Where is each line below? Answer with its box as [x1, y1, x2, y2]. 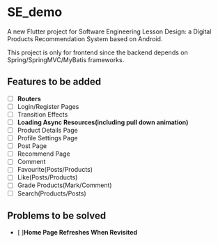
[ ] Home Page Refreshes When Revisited [17, 228, 138, 237]
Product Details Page [17, 126, 78, 134]
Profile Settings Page [17, 134, 78, 142]
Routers [17, 94, 41, 103]
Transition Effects [17, 110, 68, 119]
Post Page [17, 142, 47, 150]
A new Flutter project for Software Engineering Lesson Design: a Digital [7, 27, 212, 36]
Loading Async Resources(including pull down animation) [17, 118, 189, 126]
